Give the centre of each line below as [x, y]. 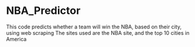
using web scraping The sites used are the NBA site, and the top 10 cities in [98, 32]
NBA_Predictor [43, 11]
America [16, 39]
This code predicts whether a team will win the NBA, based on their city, [94, 27]
